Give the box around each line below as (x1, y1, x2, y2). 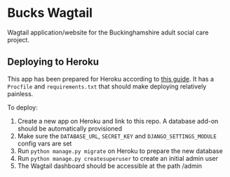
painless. (7, 89, 34, 98)
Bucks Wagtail (7, 5, 93, 21)
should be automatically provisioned (17, 124, 123, 133)
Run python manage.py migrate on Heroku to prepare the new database (17, 146, 223, 155)
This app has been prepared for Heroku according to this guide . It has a (7, 74, 215, 83)
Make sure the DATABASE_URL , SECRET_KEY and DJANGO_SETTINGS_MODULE (17, 131, 217, 140)
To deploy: (7, 103, 38, 112)
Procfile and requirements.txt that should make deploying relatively (7, 82, 207, 91)
